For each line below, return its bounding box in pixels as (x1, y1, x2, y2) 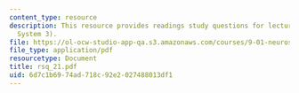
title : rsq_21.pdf (9, 63, 77, 72)
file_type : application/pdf (9, 46, 114, 55)
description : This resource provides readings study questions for (9, 21, 265, 30)
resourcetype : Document (9, 54, 98, 63)
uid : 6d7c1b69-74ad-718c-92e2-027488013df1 (9, 71, 174, 80)
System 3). (17, 29, 58, 38)
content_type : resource (9, 12, 98, 22)
